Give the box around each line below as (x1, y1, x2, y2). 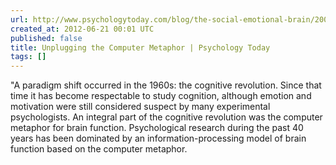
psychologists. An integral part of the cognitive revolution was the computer (10, 111, 323, 123)
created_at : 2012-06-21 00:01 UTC (10, 24, 155, 34)
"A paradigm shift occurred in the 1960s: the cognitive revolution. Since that (10, 79, 322, 91)
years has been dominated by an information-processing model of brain (10, 132, 307, 145)
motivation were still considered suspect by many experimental (10, 101, 271, 113)
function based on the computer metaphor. (10, 143, 188, 155)
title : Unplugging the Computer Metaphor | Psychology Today (10, 42, 271, 53)
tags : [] (10, 52, 47, 62)
